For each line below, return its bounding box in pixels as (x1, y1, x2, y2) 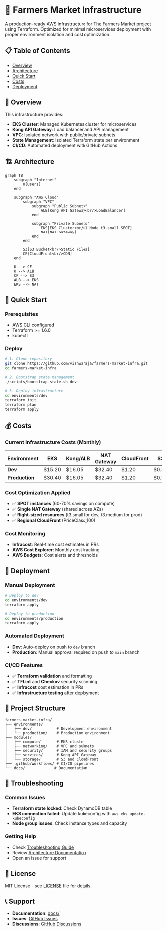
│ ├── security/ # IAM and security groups (5, 748, 112, 753)
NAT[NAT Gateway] (40, 230, 77, 235)
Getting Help (5, 833, 36, 840)
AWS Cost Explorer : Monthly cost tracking (12, 547, 100, 553)
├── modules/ (5, 735, 32, 740)
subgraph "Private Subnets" (31, 221, 90, 226)
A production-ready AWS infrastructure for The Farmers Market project (5, 21, 151, 27)
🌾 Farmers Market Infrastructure (5, 4, 142, 16)
